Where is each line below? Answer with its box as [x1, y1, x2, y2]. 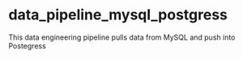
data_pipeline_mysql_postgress [8, 6, 228, 24]
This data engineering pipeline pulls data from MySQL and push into [8, 32, 236, 42]
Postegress [8, 40, 46, 50]
